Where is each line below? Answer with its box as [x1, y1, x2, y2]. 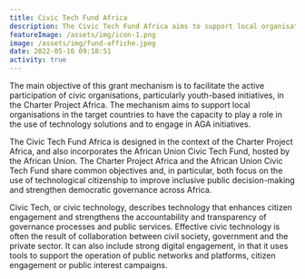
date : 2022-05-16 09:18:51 [9, 47, 112, 56]
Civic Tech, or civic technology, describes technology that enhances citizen [9, 202, 293, 213]
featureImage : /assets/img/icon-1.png [9, 30, 156, 39]
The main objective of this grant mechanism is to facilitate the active [9, 81, 265, 91]
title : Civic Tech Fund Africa [9, 13, 128, 23]
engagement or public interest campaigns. [9, 260, 168, 270]
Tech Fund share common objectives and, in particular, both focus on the [9, 165, 283, 176]
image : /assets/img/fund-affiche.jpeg [9, 38, 156, 48]
